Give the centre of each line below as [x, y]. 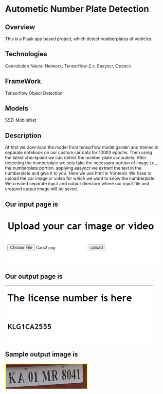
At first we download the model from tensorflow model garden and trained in [82, 147]
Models [17, 109]
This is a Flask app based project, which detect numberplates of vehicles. [79, 39]
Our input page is [32, 204]
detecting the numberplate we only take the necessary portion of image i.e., [81, 163]
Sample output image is [42, 355]
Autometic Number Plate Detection [77, 9]
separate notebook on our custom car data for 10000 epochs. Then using [79, 153]
